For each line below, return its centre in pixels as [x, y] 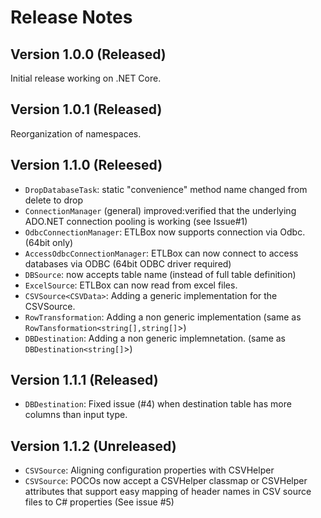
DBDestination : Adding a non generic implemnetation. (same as [155, 338]
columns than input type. [76, 415]
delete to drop [53, 200]
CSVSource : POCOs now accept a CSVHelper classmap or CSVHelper [166, 481]
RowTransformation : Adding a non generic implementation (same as [163, 317]
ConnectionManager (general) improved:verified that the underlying [160, 210]
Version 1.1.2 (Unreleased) [93, 446]
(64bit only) [49, 242]
